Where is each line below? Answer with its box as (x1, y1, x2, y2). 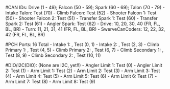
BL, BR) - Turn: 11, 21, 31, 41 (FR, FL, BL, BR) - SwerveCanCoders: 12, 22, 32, (5, 26, 165, 32)
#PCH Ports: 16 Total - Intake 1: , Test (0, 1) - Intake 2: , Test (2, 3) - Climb (5, 41, 160, 48)
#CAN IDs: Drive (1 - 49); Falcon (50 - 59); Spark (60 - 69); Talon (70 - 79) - (5, 5, 165, 10)
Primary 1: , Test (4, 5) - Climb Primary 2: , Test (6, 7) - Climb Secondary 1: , (5, 47, 164, 53)
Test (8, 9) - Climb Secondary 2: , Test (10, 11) (5, 52, 101, 58)
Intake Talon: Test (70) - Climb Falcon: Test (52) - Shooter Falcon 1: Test (5, 10, 157, 16)
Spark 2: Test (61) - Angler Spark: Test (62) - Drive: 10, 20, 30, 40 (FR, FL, (5, 20, 161, 27)
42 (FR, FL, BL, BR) (5, 32, 45, 37)
